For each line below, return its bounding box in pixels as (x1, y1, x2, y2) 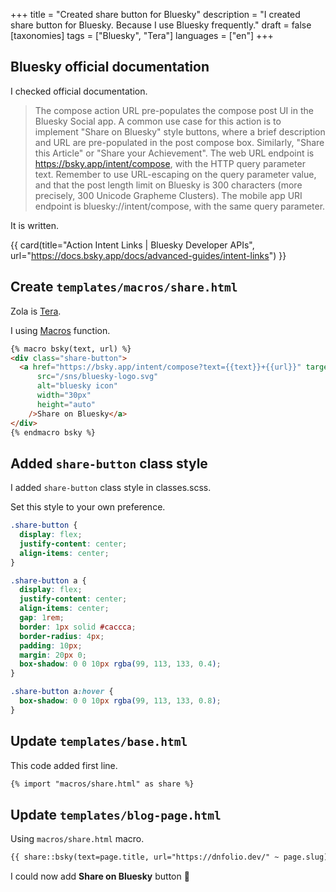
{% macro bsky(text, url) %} (10, 344, 132, 354)
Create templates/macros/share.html (10, 279, 238, 296)
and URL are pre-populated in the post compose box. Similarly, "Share (34, 136, 325, 148)
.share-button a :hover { (10, 687, 114, 697)
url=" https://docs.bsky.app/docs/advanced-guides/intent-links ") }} (10, 249, 287, 261)
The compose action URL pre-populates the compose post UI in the (34, 104, 314, 116)
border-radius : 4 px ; (19, 631, 105, 641)
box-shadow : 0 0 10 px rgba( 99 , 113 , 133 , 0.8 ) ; (19, 696, 222, 706)
